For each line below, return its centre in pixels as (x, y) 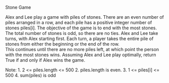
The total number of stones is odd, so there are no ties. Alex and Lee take (82, 33)
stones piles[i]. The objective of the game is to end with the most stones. (81, 28)
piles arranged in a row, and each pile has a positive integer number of (79, 23)
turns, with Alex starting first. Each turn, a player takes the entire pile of (79, 38)
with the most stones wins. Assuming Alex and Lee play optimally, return (81, 55)
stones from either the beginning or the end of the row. (62, 44)
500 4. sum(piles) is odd (31, 75)
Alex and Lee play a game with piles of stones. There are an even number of (85, 17)
